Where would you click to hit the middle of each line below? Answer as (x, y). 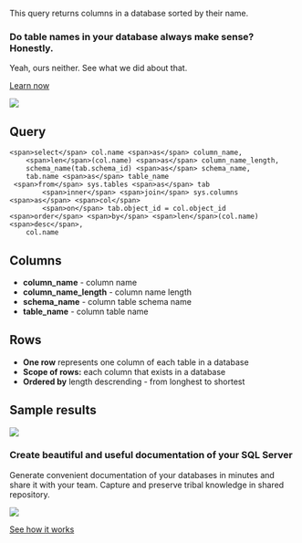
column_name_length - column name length (107, 292)
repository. (30, 494)
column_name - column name (80, 282)
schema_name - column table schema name (107, 301)
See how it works (42, 529)
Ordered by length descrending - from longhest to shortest (134, 381)
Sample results (53, 410)
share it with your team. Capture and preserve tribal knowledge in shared (147, 485)
